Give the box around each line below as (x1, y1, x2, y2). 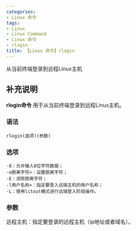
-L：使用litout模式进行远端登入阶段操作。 (6, 188, 99, 195)
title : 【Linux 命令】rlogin (6, 48, 75, 54)
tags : (6, 20, 20, 26)
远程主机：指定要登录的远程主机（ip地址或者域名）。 (6, 218, 134, 226)
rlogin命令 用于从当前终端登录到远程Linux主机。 (6, 101, 125, 109)
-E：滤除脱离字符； (6, 176, 48, 182)
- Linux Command (6, 31, 47, 37)
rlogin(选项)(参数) (6, 133, 51, 139)
